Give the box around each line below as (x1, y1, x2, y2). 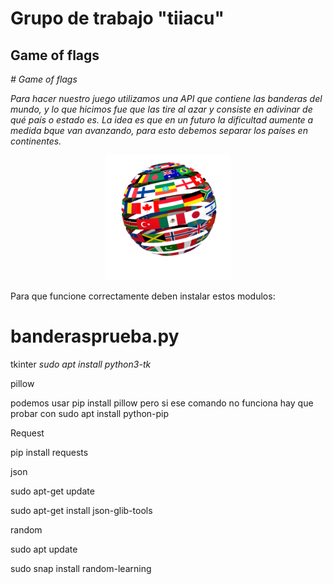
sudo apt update (10, 543, 78, 555)
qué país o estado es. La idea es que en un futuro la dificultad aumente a (10, 114, 314, 126)
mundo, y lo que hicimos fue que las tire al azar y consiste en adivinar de (10, 103, 313, 115)
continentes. (10, 135, 62, 147)
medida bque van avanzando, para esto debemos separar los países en (10, 125, 308, 136)
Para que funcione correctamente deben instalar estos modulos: (10, 290, 276, 302)
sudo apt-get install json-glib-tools (10, 504, 153, 516)
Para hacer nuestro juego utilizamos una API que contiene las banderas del (10, 93, 323, 104)
